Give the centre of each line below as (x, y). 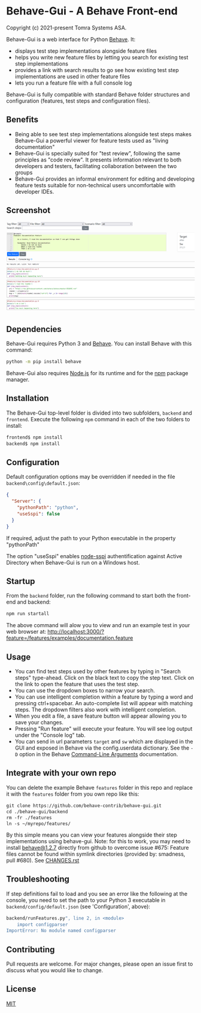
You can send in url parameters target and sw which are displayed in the (104, 742)
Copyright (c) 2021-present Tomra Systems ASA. (66, 28)
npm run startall (28, 614)
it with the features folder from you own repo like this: (73, 794)
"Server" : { (27, 501)
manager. (18, 379)
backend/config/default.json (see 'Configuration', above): (78, 906)
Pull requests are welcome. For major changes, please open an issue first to (100, 964)
